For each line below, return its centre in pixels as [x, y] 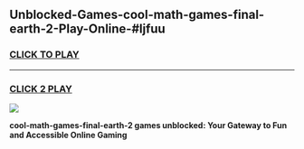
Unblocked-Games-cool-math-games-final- [137, 15]
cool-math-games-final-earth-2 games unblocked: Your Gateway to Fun [148, 125]
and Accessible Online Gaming [68, 135]
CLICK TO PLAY [44, 55]
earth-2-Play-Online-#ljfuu [87, 29]
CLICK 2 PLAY [41, 88]
